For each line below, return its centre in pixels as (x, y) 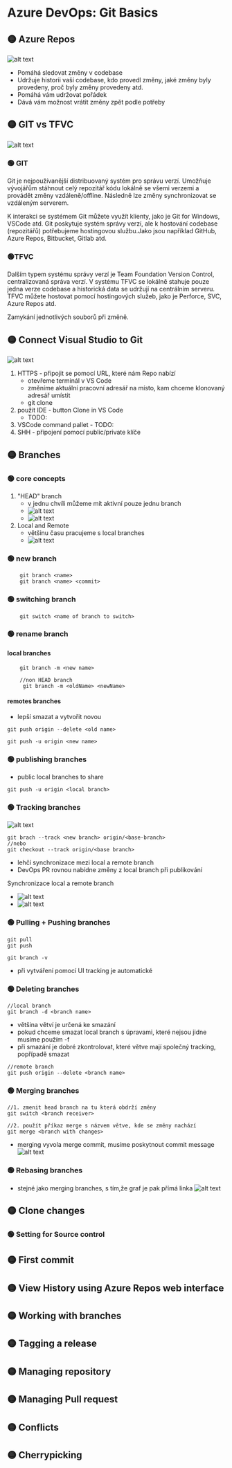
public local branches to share (60, 777)
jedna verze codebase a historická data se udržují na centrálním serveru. (111, 289)
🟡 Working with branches (64, 1316)
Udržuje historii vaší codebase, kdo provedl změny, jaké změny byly (114, 80)
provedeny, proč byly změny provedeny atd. (80, 87)
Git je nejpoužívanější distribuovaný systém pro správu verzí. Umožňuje (109, 181)
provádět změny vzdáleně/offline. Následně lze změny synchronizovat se (112, 196)
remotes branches (34, 701)
